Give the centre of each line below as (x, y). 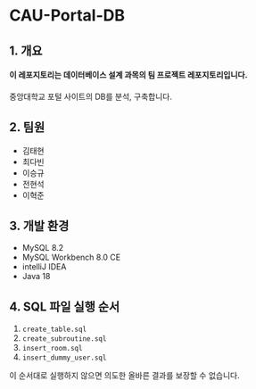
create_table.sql (54, 330)
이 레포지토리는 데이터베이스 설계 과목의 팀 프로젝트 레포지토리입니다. (128, 75)
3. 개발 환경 (39, 225)
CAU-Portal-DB (67, 16)
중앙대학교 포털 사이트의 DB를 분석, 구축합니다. (91, 96)
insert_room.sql (52, 349)
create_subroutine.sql (64, 339)
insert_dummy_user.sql (64, 358)
